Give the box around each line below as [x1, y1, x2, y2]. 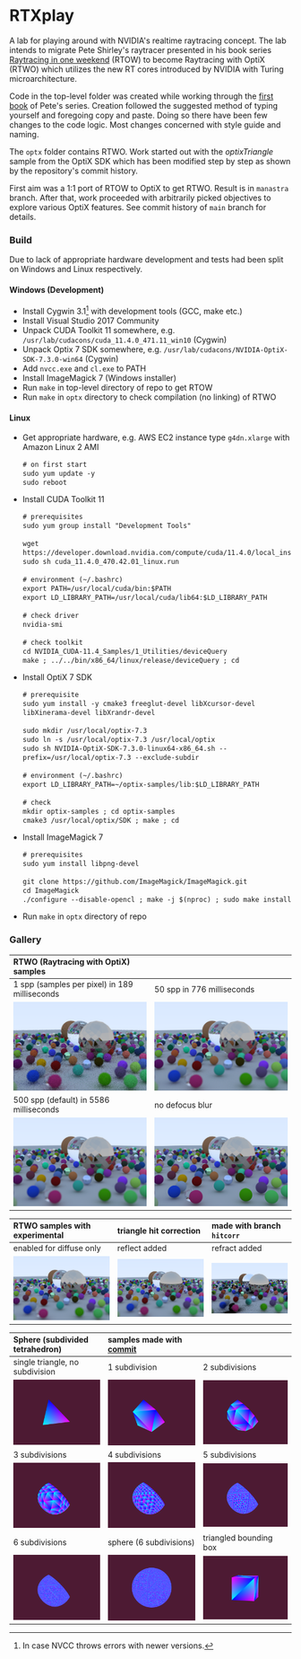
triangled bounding [202, 1532, 273, 1543]
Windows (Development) [9, 284, 105, 295]
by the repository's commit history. [9, 165, 139, 176]
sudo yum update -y [21, 469, 96, 479]
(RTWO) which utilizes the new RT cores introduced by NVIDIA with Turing [9, 64, 284, 75]
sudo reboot [21, 478, 67, 488]
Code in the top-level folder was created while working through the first [9, 91, 274, 101]
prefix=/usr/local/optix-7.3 [21, 754, 132, 763]
